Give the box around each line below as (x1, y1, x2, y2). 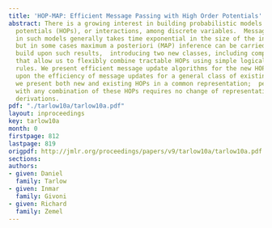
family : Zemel (15, 207, 63, 215)
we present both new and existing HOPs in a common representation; (15, 79, 252, 87)
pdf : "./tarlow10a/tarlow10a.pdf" (8, 102, 125, 110)
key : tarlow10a (8, 117, 60, 125)
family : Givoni (15, 192, 67, 201)
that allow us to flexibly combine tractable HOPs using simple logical (15, 57, 266, 65)
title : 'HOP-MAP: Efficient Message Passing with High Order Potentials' (8, 11, 263, 20)
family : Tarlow (15, 177, 67, 186)
